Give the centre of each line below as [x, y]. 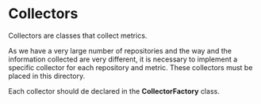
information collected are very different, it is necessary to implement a [123, 59]
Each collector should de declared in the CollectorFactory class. [114, 91]
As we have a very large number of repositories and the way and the [120, 50]
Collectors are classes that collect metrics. [78, 35]
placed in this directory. [47, 76]
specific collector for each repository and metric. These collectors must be [130, 67]
